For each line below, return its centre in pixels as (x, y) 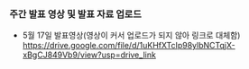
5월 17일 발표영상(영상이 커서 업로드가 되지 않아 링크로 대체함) (131, 35)
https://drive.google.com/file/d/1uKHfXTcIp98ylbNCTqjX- (129, 46)
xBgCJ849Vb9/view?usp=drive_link (89, 55)
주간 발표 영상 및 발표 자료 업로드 (75, 13)
